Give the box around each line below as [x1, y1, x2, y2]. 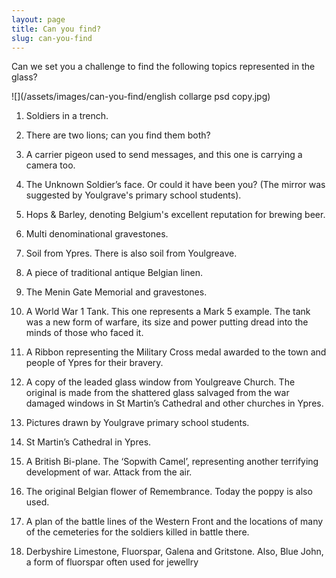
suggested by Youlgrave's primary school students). [25, 189, 242, 201]
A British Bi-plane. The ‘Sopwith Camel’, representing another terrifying [25, 456, 319, 468]
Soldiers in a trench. [25, 110, 109, 122]
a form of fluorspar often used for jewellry [25, 556, 199, 568]
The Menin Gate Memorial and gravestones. [25, 286, 208, 298]
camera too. [25, 159, 76, 171]
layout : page [11, 14, 66, 25]
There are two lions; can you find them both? [25, 129, 211, 141]
